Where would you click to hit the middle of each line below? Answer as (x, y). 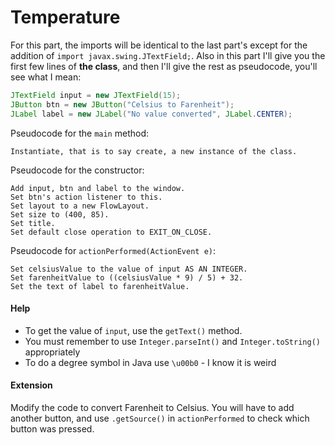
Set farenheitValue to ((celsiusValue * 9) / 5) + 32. (127, 277)
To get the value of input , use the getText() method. (133, 330)
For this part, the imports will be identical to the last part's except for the (159, 45)
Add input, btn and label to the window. (98, 188)
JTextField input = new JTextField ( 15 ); (96, 95)
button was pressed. (52, 428)
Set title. (33, 223)
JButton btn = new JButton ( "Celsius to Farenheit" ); (122, 104)
